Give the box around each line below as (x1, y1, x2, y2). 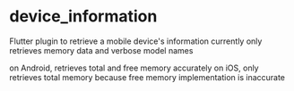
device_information (9, 6, 158, 27)
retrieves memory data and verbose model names (9, 45, 194, 55)
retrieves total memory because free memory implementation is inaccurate (9, 71, 285, 82)
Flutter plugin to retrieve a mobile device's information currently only (9, 36, 263, 46)
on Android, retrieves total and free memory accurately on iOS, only (9, 62, 259, 73)
